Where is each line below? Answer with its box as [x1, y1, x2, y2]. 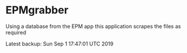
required [5, 29, 27, 36]
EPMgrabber [5, 3, 69, 17]
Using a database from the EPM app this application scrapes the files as [5, 23, 181, 30]
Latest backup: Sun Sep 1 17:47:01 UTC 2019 [5, 40, 114, 47]
